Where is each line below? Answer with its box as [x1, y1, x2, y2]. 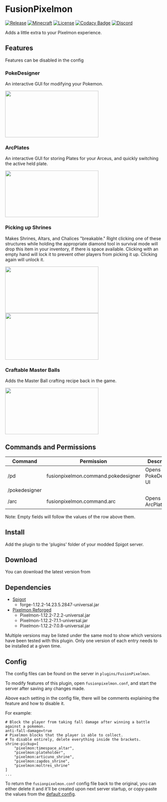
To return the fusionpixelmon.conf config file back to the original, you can [5, 781, 157, 786]
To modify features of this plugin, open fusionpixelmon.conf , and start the [5, 680, 157, 686]
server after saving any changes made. [5, 686, 85, 691]
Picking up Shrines [5, 224, 52, 231]
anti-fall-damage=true [5, 728, 52, 733]
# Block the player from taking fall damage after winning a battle [5, 720, 150, 724]
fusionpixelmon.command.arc [46, 498, 116, 505]
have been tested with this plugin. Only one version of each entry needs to [5, 638, 158, 644]
